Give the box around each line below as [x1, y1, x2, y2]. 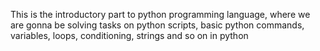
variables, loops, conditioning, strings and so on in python [10, 30, 249, 41]
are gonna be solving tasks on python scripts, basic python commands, [10, 19, 305, 31]
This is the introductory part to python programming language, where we [10, 9, 311, 20]
